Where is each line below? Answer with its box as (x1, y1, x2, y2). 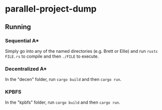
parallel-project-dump (5, 3, 97, 15)
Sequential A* (5, 37, 39, 44)
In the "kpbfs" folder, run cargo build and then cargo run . (5, 99, 120, 105)
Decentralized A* (5, 65, 47, 72)
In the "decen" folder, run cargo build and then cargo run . (5, 77, 122, 82)
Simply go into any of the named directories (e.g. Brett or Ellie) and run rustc (5, 48, 158, 54)
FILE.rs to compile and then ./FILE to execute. (5, 53, 99, 59)
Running (5, 23, 32, 31)
